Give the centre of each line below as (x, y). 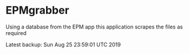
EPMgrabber (37, 10)
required (16, 33)
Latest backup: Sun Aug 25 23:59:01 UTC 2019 (63, 45)
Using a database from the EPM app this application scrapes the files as (94, 27)
